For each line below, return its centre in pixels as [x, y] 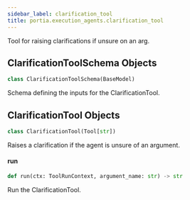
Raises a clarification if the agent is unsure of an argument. [94, 145]
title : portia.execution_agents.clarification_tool [85, 21]
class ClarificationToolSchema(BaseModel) [71, 79]
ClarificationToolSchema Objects [82, 63]
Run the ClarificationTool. [44, 189]
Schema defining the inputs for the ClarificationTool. [84, 93]
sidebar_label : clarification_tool [60, 14]
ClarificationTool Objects [64, 115]
